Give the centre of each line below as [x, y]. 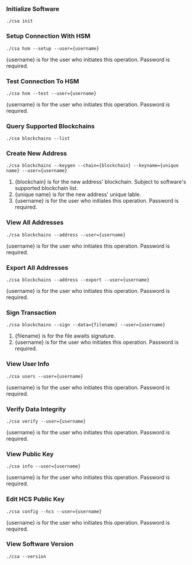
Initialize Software [33, 9]
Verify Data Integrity [36, 409]
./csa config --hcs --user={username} [54, 512]
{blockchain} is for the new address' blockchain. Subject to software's [100, 182]
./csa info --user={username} [44, 466]
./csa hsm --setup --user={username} [53, 48]
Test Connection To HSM [43, 81]
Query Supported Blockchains [50, 126]
